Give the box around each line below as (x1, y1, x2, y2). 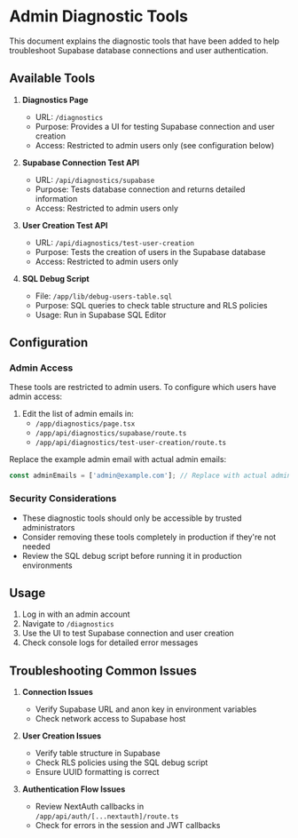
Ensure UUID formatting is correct (35, 767, 160, 778)
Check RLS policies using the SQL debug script (35, 757, 208, 768)
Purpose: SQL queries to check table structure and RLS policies (35, 299, 268, 310)
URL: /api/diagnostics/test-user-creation (35, 237, 195, 248)
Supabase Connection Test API (21, 157, 140, 168)
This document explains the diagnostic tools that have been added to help (9, 36, 279, 46)
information (35, 193, 78, 204)
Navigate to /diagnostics (21, 619, 114, 629)
